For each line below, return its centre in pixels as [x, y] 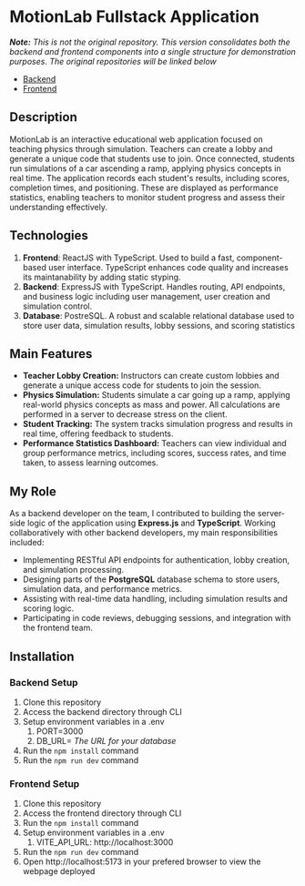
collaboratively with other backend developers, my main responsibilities [144, 533]
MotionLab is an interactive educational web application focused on [137, 139]
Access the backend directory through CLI [102, 711]
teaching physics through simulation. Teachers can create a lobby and [141, 148]
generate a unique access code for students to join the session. [142, 385]
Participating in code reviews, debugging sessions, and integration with [157, 618]
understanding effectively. [58, 207]
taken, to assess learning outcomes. [91, 463]
